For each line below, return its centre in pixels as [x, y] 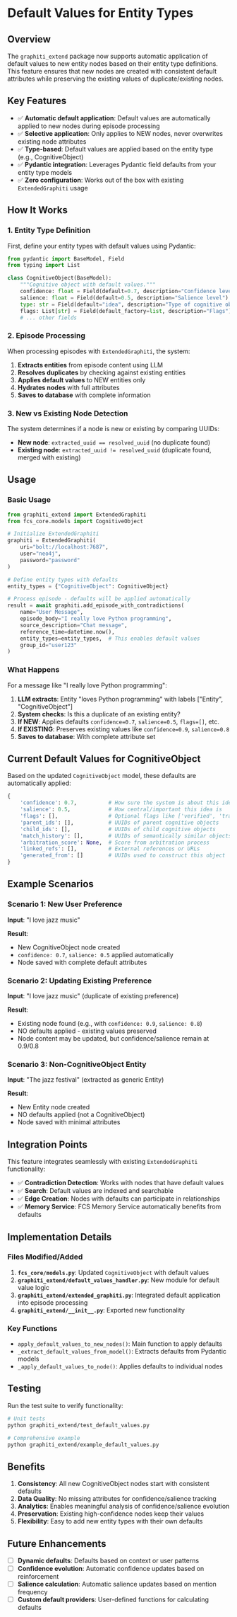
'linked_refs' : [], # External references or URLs [110, 849]
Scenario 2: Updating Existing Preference [80, 981]
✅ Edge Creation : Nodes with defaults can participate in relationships [119, 1199]
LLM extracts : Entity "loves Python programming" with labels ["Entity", [120, 699]
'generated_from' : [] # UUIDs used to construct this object [123, 856]
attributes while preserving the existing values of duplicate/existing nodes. [116, 79]
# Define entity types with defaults [63, 579]
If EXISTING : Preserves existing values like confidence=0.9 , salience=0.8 [123, 729]
